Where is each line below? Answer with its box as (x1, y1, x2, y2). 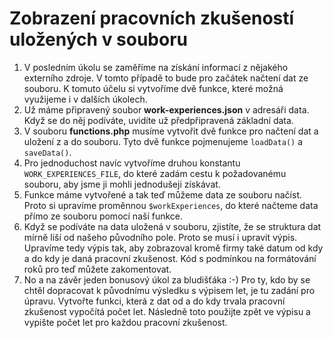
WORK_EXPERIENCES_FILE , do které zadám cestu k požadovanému (23, 167, 287, 179)
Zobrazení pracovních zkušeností (9, 7, 295, 30)
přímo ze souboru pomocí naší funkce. (23, 210, 183, 222)
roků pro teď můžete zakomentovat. (23, 263, 172, 275)
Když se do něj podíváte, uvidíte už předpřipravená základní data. (23, 114, 294, 126)
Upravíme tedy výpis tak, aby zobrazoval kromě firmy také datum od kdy (23, 242, 324, 254)
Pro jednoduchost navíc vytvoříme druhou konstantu (23, 157, 241, 169)
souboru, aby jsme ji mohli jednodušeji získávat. (23, 178, 221, 190)
